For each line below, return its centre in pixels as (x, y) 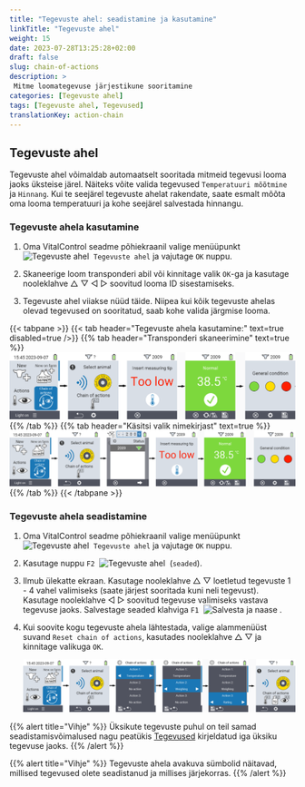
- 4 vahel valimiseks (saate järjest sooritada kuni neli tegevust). (141, 590)
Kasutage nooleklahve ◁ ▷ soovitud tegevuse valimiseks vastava (145, 600)
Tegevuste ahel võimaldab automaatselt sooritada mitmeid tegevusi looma (148, 175)
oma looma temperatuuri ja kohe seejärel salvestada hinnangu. (127, 203)
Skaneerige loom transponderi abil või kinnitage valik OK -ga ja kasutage (156, 274)
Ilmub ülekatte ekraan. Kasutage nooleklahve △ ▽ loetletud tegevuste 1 (157, 580)
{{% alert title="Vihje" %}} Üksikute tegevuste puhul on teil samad (133, 726)
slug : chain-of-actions (54, 67)
